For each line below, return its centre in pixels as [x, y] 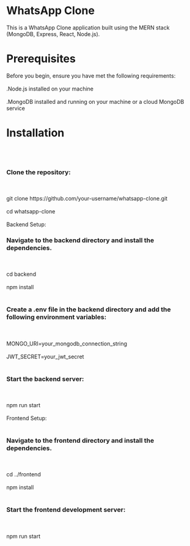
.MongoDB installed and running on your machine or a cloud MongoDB [95, 101]
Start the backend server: [45, 378]
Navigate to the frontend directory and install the [80, 440]
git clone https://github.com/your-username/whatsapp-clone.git [87, 199]
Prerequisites [41, 59]
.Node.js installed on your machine [50, 89]
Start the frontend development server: [66, 510]
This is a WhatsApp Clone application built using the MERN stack [88, 28]
